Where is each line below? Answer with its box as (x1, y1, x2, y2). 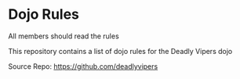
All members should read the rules (8, 31, 119, 41)
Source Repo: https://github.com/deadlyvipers (8, 61, 158, 71)
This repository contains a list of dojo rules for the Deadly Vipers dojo (8, 46, 233, 56)
